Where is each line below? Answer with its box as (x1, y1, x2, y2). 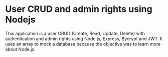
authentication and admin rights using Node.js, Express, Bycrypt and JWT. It (5, 36, 163, 42)
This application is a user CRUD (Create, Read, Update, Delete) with (5, 30, 145, 36)
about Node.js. (5, 46, 36, 52)
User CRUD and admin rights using (5, 3, 152, 15)
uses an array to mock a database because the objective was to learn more (5, 41, 161, 47)
